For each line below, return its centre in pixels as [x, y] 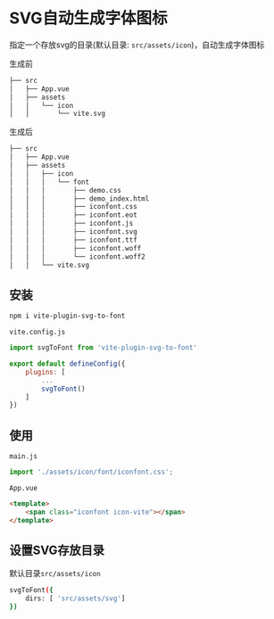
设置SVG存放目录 [57, 550]
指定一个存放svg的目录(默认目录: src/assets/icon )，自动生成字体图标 [137, 45]
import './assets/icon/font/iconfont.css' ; [91, 472]
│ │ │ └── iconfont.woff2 [77, 256]
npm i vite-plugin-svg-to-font [67, 316]
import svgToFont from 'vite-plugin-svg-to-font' [104, 348]
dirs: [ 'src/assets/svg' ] [75, 598]
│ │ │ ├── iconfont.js [71, 224]
